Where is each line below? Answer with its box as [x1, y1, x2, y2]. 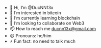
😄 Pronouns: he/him [9, 33, 51, 39]
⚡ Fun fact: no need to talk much [9, 38, 76, 44]
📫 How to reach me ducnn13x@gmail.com [9, 26, 96, 31]
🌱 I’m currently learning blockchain [9, 15, 80, 21]
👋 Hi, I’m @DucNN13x [9, 5, 53, 10]
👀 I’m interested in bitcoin [9, 10, 61, 16]
